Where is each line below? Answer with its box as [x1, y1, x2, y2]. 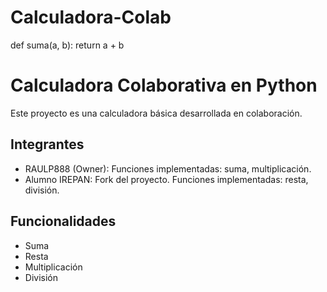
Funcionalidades [10, 213, 117, 230]
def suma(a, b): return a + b [10, 39, 125, 51]
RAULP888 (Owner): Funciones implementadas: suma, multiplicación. [24, 162, 312, 175]
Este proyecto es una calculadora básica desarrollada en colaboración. [10, 107, 303, 119]
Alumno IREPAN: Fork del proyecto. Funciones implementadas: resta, [24, 173, 309, 185]
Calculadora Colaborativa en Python [10, 74, 318, 97]
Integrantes [10, 136, 85, 153]
